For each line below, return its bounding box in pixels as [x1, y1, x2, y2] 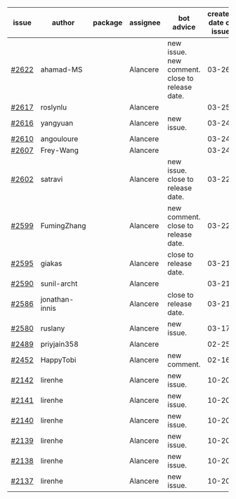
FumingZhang [40, 221, 86, 230]
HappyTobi [40, 355, 77, 364]
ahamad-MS [40, 65, 83, 74]
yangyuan [40, 119, 74, 128]
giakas [40, 259, 63, 268]
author [51, 18, 75, 27]
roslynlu [40, 102, 67, 112]
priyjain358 [40, 340, 79, 349]
